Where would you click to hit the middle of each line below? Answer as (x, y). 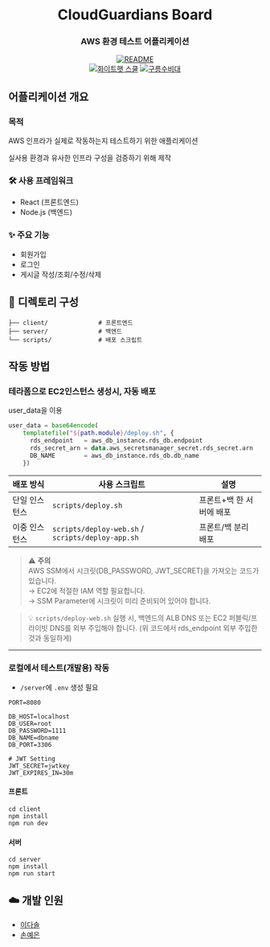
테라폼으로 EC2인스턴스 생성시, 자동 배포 (82, 391)
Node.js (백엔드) (46, 212)
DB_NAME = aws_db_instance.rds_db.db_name (114, 455)
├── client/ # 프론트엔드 (71, 323)
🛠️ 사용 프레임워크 (41, 181)
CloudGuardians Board (135, 15)
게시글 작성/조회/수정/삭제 (61, 274)
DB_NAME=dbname (34, 738)
